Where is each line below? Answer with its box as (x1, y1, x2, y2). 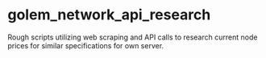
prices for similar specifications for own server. (7, 40, 164, 50)
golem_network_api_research (7, 6, 211, 24)
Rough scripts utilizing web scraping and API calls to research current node (7, 32, 258, 42)
